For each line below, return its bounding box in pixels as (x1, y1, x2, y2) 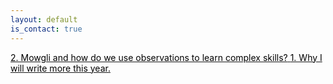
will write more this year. (10, 62, 111, 74)
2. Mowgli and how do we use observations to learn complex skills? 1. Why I (10, 51, 323, 63)
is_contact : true (10, 24, 83, 34)
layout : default (10, 14, 78, 25)
